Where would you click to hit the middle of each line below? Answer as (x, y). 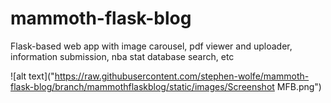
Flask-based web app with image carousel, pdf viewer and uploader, (151, 46)
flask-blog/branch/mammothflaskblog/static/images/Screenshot (142, 86)
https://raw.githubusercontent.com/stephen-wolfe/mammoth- (182, 76)
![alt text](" (32, 76)
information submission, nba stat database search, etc (122, 56)
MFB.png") (299, 86)
